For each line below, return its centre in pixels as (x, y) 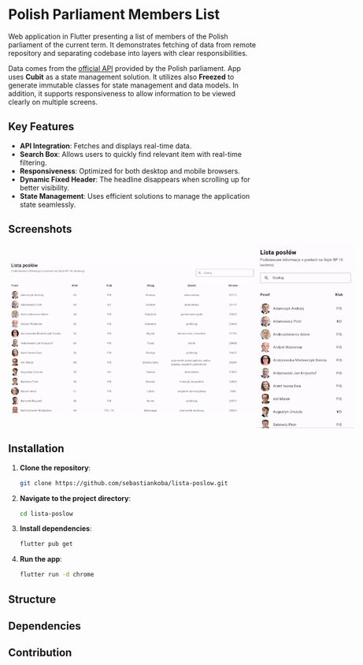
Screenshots (40, 229)
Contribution (40, 653)
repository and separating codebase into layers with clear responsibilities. (128, 53)
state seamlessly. (48, 204)
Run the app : (41, 559)
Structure (32, 599)
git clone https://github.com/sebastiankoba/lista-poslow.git (124, 483)
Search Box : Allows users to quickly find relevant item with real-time (131, 154)
